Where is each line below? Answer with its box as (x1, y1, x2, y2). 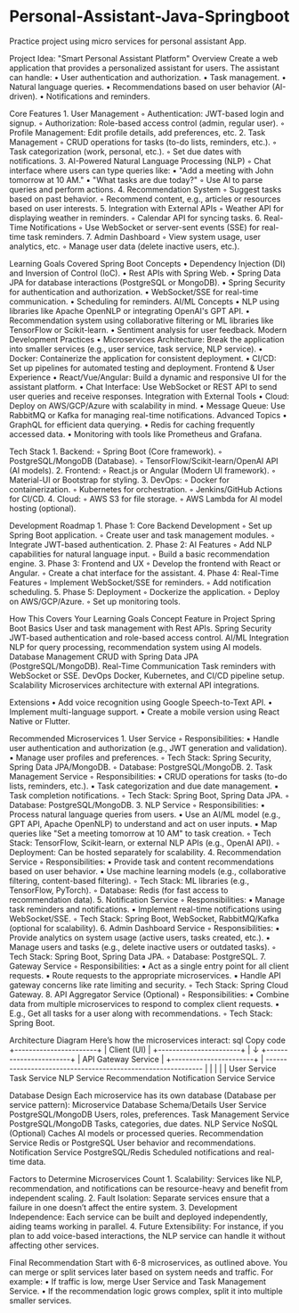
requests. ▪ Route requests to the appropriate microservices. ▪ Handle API (9, 970, 282, 980)
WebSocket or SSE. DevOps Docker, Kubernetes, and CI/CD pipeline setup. (9, 670, 285, 681)
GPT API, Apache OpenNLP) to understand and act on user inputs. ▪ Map (9, 818, 278, 829)
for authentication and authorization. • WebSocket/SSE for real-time (9, 286, 259, 297)
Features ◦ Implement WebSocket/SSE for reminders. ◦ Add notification (9, 577, 271, 588)
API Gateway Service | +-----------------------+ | (82, 1053, 264, 1064)
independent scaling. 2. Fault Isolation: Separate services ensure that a (9, 1193, 270, 1203)
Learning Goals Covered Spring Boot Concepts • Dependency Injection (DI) (9, 258, 287, 268)
